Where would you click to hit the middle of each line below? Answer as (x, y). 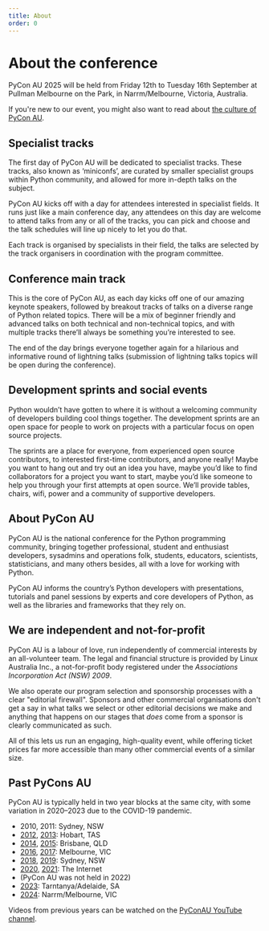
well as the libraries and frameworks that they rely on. (97, 605)
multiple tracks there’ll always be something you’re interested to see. (122, 332)
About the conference (83, 63)
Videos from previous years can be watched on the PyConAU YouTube (125, 910)
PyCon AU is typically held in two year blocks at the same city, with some (130, 802)
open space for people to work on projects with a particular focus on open (131, 426)
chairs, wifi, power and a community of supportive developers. (112, 493)
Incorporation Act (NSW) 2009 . (60, 675)
